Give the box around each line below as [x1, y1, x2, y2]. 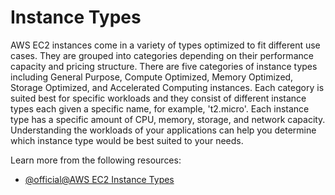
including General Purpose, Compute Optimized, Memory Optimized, [10, 71, 294, 83]
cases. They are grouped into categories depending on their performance [10, 49, 314, 61]
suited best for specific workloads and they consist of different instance [10, 92, 307, 104]
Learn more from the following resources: [10, 154, 182, 166]
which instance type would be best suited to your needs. [10, 134, 244, 146]
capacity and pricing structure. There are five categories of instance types [10, 60, 318, 72]
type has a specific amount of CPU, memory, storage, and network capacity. [10, 113, 326, 125]
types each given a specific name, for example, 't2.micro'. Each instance [10, 102, 310, 115]
